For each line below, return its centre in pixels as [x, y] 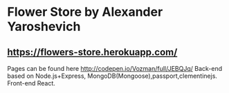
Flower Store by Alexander [85, 12]
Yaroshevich [44, 27]
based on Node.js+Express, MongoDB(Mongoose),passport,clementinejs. [112, 76]
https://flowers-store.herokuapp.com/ [92, 52]
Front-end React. [31, 83]
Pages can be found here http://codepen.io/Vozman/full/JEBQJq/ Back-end [115, 69]
